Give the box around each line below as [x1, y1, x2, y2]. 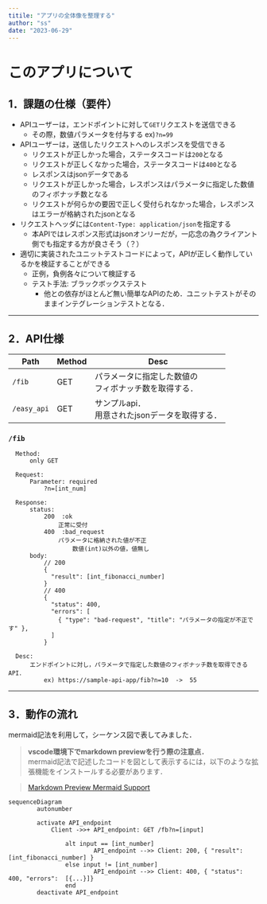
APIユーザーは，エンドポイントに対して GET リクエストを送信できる [19, 120, 237, 130]
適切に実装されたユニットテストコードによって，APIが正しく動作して [19, 249, 246, 259]
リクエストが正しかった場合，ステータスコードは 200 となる [31, 150, 224, 159]
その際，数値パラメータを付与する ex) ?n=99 [31, 130, 173, 139]
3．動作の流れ [8, 707, 78, 721]
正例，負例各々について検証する [31, 269, 137, 279]
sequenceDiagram [8, 798, 62, 806]
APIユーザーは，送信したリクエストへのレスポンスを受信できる [19, 140, 226, 150]
